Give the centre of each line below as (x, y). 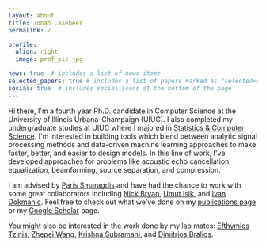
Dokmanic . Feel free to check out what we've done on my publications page (132, 202)
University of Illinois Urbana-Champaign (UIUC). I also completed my (121, 119)
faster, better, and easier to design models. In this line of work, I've (117, 153)
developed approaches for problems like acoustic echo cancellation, (120, 161)
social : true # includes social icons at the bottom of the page (120, 88)
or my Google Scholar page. (54, 210)
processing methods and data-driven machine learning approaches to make (132, 144)
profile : (23, 44)
